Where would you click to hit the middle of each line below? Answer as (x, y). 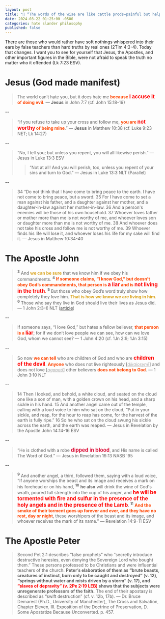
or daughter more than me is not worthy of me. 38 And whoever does (87, 223)
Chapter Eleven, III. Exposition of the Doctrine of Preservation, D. (82, 607)
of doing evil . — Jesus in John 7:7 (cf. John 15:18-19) (71, 102)
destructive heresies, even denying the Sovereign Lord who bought (85, 560)
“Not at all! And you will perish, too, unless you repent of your (91, 168)
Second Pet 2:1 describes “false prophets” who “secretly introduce (84, 554)
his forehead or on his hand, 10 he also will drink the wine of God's (84, 486)
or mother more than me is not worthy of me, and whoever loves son (86, 218)
